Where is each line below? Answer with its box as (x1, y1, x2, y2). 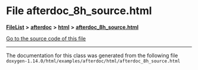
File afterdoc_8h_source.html (6, 4, 152, 18)
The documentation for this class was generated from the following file (6, 52, 179, 59)
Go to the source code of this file (6, 35, 86, 42)
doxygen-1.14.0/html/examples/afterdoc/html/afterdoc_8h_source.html (6, 58, 181, 64)
